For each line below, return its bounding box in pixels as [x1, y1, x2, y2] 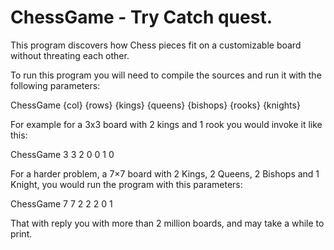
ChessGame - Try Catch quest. [10, 6, 273, 29]
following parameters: [10, 79, 101, 91]
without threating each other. [10, 49, 130, 61]
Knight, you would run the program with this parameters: [10, 178, 243, 190]
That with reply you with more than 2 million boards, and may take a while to [10, 217, 325, 229]
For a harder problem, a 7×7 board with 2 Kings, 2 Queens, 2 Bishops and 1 [10, 167, 320, 180]
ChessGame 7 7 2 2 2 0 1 [10, 197, 113, 210]
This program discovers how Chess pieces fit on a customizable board [10, 39, 302, 51]
